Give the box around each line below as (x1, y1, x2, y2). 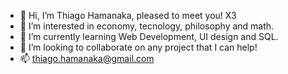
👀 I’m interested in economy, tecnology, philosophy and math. (19, 20, 275, 32)
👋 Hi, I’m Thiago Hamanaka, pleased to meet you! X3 (19, 10, 237, 21)
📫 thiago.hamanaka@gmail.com (19, 53, 155, 64)
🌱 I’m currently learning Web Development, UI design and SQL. (19, 31, 279, 42)
